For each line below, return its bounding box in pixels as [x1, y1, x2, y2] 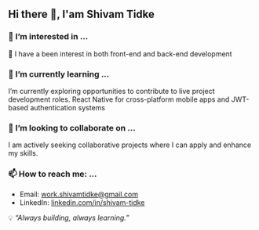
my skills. [8, 149, 38, 158]
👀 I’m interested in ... [8, 31, 89, 42]
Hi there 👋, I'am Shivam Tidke [8, 8, 155, 21]
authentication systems [30, 102, 106, 112]
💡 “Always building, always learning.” [8, 213, 129, 222]
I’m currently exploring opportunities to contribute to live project [8, 86, 215, 95]
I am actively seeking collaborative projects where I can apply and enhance [8, 140, 252, 149]
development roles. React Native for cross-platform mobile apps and [8, 95, 230, 104]
